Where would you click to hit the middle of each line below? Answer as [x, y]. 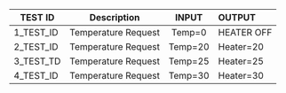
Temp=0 [189, 32]
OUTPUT [237, 17]
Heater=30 [241, 76]
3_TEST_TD [37, 61]
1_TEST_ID [36, 32]
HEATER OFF [245, 32]
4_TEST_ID [36, 76]
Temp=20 [189, 46]
